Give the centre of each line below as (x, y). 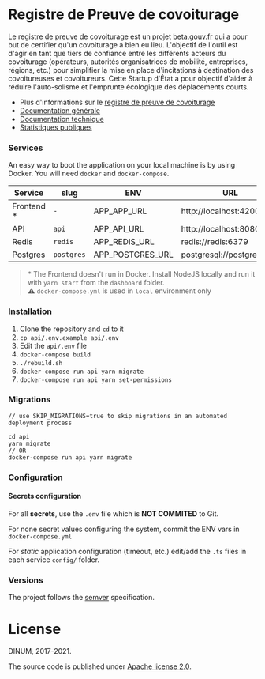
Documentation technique (62, 119)
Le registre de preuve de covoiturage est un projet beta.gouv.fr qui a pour (128, 36)
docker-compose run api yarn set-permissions (95, 380)
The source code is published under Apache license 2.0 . (100, 666)
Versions (26, 580)
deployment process (40, 423)
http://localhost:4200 (220, 211)
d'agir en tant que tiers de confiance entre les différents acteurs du (117, 53)
